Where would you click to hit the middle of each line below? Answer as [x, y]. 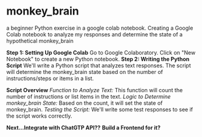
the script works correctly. [39, 116]
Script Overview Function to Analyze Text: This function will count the [95, 90]
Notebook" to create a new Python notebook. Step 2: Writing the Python [98, 59]
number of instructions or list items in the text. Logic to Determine [89, 96]
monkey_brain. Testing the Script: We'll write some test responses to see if [100, 109]
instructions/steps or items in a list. [50, 78]
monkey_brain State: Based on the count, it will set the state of [85, 103]
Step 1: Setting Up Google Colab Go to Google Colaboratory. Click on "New [101, 52]
